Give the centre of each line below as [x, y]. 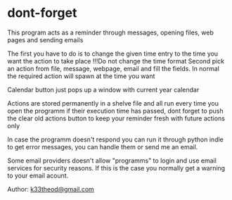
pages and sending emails [45, 39]
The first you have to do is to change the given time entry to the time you [113, 54]
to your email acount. [38, 175]
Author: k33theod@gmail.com [51, 189]
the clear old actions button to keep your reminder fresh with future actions [116, 118]
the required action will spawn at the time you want [81, 76]
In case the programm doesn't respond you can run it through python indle [115, 139]
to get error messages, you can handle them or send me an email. [103, 146]
